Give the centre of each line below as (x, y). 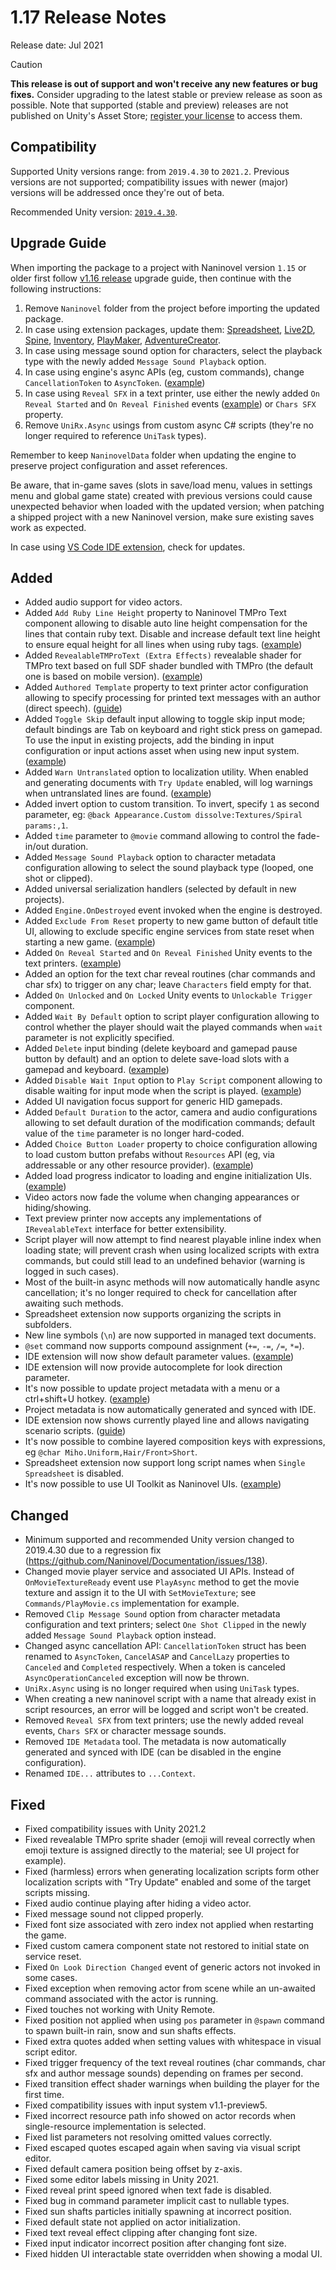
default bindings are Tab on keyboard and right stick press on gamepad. (173, 730)
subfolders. (48, 1325)
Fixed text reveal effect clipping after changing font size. (141, 2232)
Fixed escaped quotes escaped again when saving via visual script (162, 2147)
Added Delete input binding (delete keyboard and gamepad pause (161, 1048)
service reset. (53, 1956)
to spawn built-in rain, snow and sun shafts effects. (130, 2030)
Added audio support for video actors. (103, 602)
